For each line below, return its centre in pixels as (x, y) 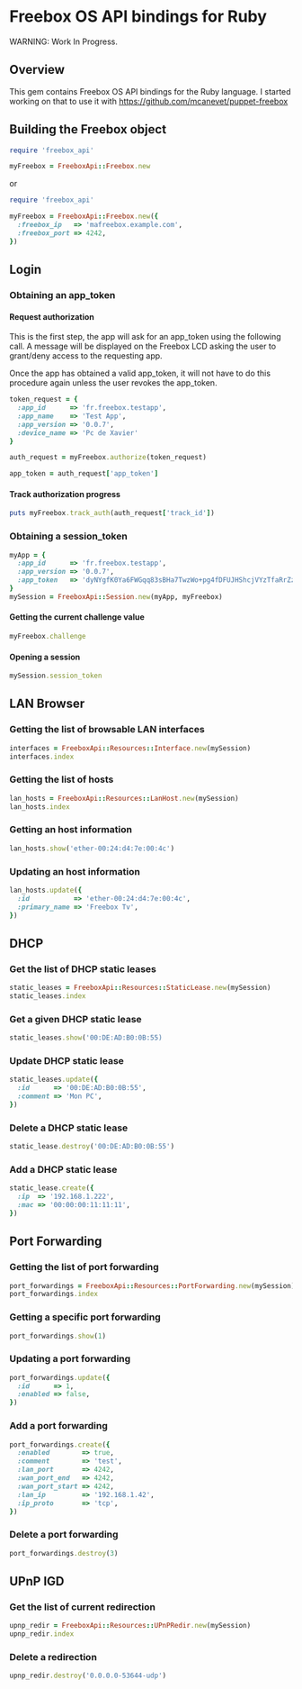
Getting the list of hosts (62, 779)
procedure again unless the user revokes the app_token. (113, 383)
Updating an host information (75, 871)
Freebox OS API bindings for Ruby (138, 17)
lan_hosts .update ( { (46, 890)
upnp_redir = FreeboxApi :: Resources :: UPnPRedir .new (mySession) (130, 1626)
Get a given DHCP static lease (75, 1019)
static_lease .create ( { (52, 1188)
